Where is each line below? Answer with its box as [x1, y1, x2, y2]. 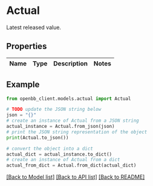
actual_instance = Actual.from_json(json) [6, 124, 115, 130]
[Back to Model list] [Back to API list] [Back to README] [6, 173, 145, 181]
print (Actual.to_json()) [6, 135, 69, 141]
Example [6, 79, 40, 90]
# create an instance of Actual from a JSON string [6, 118, 139, 124]
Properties [6, 41, 47, 51]
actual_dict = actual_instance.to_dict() [6, 151, 112, 158]
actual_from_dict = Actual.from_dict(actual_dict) [6, 162, 137, 168]
